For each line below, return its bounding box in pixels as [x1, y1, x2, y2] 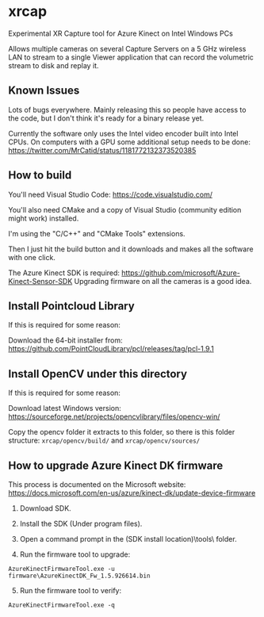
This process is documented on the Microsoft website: [8, 480, 186, 489]
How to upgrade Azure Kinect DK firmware [8, 458, 224, 472]
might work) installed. [8, 213, 79, 223]
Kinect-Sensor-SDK [8, 276, 73, 286]
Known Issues [8, 84, 80, 98]
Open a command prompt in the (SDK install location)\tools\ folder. [19, 535, 237, 543]
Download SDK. [19, 504, 71, 513]
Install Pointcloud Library [8, 299, 135, 312]
